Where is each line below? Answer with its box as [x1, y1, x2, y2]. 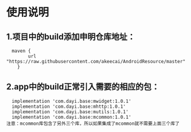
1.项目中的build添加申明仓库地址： [6, 31, 135, 42]
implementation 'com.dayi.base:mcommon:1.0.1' [12, 114, 132, 120]
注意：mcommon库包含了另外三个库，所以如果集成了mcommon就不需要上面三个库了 [6, 120, 180, 127]
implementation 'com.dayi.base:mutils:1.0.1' [12, 108, 129, 115]
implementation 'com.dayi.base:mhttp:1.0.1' [12, 104, 126, 110]
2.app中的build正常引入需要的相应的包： [6, 82, 159, 92]
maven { [12, 48, 32, 54]
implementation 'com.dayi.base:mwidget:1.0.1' [12, 98, 132, 104]
